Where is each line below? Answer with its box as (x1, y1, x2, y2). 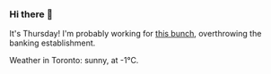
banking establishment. (9, 37, 96, 48)
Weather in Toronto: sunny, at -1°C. (9, 55, 139, 66)
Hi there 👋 (9, 8, 54, 21)
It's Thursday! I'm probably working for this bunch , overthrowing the (9, 29, 262, 39)
